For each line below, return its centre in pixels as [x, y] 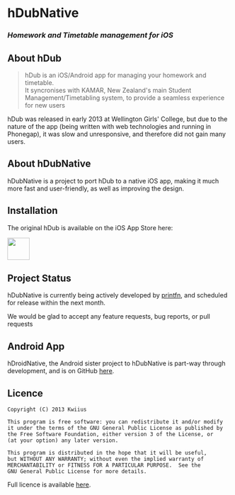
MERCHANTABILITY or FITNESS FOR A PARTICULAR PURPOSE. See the [104, 465]
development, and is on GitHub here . [61, 371]
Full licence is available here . [49, 484]
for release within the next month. [57, 303]
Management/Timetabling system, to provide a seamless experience [125, 98]
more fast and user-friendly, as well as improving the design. [96, 188]
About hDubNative [49, 164]
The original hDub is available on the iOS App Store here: [90, 227]
